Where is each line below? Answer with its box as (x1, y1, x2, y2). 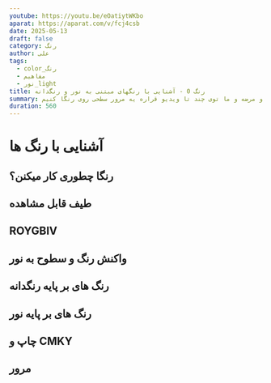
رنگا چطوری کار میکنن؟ (9, 169, 114, 183)
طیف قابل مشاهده (9, 197, 92, 211)
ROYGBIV (9, 224, 57, 238)
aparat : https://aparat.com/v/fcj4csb (9, 19, 140, 28)
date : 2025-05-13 (9, 27, 68, 35)
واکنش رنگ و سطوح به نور (9, 252, 128, 266)
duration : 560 (9, 102, 57, 110)
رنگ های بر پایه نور (9, 307, 92, 321)
